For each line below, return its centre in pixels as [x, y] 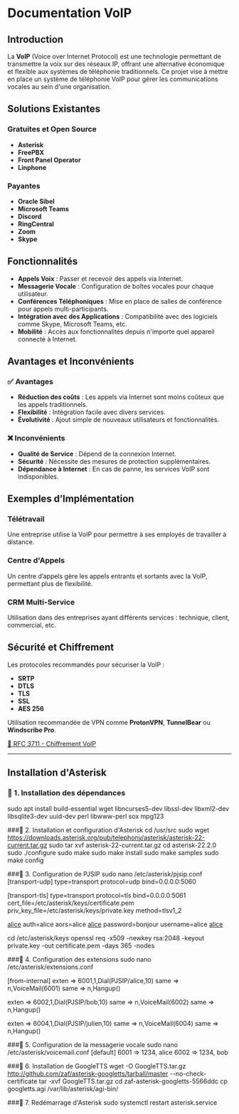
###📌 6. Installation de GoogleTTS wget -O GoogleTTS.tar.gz [97, 1066]
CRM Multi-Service [41, 602]
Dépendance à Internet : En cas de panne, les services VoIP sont [113, 469]
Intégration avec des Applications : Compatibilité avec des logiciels [118, 316]
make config [26, 860]
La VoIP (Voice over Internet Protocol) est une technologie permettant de [115, 56]
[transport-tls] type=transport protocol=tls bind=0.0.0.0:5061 [97, 895]
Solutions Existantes [54, 109]
